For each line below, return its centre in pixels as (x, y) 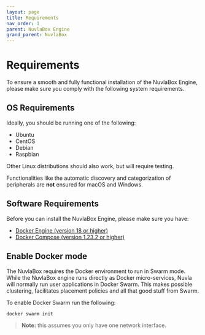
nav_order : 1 (23, 23)
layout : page (23, 12)
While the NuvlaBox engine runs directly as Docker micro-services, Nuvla (99, 277)
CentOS (25, 141)
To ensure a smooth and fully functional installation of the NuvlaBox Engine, (102, 82)
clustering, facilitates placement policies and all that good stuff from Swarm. (103, 291)
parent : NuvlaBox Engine (38, 29)
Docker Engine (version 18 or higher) (62, 230)
